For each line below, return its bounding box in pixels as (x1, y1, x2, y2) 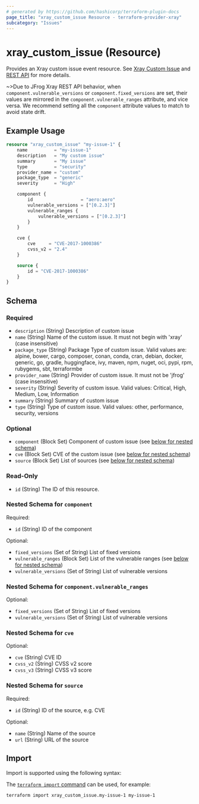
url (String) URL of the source (14, 736, 89, 743)
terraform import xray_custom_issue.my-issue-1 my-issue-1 (6, 792, 156, 798)
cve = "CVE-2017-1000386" (27, 241, 102, 247)
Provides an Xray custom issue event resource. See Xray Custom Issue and (6, 65, 191, 72)
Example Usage (6, 126, 65, 136)
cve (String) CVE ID (14, 654, 62, 661)
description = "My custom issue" (17, 153, 105, 159)
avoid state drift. (6, 109, 46, 116)
